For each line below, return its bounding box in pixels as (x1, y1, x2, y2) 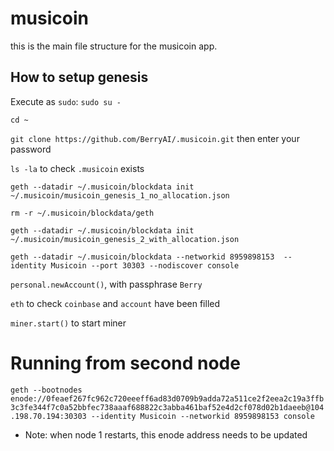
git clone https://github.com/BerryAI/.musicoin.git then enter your (10, 132, 300, 144)
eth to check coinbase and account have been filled (10, 297, 221, 309)
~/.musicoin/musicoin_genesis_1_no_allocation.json (10, 190, 230, 201)
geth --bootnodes (10, 385, 83, 395)
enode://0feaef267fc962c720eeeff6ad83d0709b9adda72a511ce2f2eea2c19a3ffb (10, 393, 325, 404)
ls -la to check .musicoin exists (10, 162, 145, 174)
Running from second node (10, 352, 241, 374)
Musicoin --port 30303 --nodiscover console (50, 260, 240, 271)
